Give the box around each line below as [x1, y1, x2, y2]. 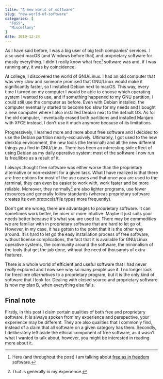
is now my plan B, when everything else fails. [5, 282, 95, 288]
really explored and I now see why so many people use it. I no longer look [5, 267, 152, 273]
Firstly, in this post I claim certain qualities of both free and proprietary [5, 309, 146, 315]
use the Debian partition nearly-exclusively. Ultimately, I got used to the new [5, 134, 158, 140]
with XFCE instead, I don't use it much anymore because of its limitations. [5, 120, 152, 125]
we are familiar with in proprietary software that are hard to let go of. [5, 221, 142, 227]
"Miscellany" [9, 25, 36, 30]
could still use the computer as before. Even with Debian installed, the [5, 99, 145, 105]
